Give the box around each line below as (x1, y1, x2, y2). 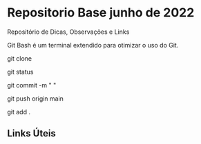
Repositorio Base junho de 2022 (7, 5, 195, 21)
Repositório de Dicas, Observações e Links (7, 28, 130, 36)
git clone (7, 54, 32, 63)
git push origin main (7, 94, 64, 103)
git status (7, 68, 34, 76)
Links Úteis (7, 127, 57, 139)
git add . (7, 107, 31, 116)
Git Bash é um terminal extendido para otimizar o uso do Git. (7, 41, 179, 49)
